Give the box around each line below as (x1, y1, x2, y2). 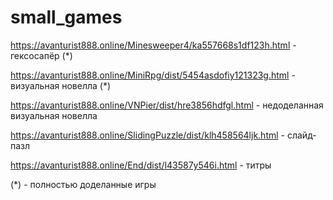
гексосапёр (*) (10, 49, 73, 61)
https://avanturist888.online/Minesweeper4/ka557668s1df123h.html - (10, 39, 297, 51)
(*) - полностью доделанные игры (10, 178, 157, 190)
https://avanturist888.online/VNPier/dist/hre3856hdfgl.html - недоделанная (10, 99, 324, 111)
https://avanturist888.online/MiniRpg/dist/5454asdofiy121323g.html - (10, 69, 296, 81)
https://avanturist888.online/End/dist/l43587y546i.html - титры (10, 159, 272, 171)
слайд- (286, 129, 317, 141)
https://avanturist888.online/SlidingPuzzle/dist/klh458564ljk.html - (10, 129, 286, 141)
